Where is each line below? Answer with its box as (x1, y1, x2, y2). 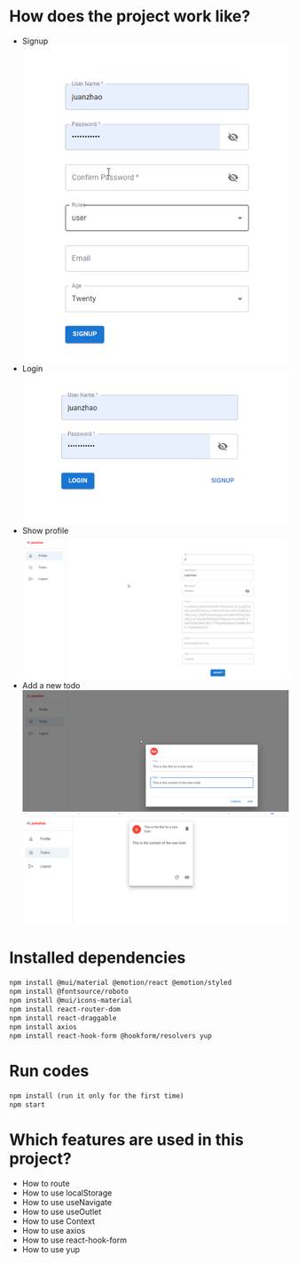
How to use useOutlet (21, 1206, 102, 1217)
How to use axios (21, 1225, 86, 1235)
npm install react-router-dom (9, 1005, 122, 1013)
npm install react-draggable (9, 1013, 117, 1022)
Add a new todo (21, 679, 81, 690)
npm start (9, 1100, 46, 1109)
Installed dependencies (9, 948, 186, 968)
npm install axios (9, 1022, 77, 1031)
